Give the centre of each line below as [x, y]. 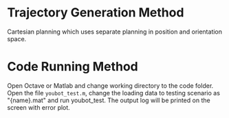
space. [17, 38]
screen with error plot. [39, 107]
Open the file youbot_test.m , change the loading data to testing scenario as [113, 93]
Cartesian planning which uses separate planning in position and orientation [115, 32]
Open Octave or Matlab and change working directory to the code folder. [110, 85]
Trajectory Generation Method [96, 13]
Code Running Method [73, 67]
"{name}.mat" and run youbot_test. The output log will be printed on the [109, 100]
